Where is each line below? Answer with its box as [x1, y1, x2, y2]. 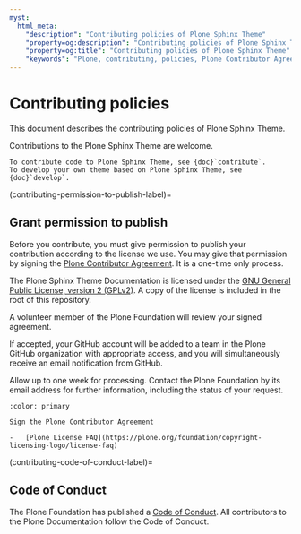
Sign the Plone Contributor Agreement [9, 418, 154, 426]
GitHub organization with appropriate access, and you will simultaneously [9, 348, 280, 358]
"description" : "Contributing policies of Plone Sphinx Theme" [25, 30, 267, 39]
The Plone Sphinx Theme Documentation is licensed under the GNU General [9, 275, 291, 286]
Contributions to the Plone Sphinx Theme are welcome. [9, 140, 213, 151]
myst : [9, 13, 30, 22]
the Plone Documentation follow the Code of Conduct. [9, 516, 210, 527]
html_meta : [17, 22, 58, 30]
